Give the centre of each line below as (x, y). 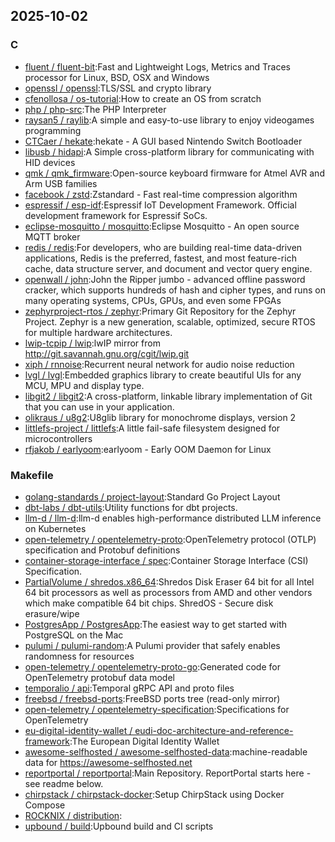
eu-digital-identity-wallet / (78, 730)
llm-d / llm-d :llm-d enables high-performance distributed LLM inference (173, 518)
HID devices (50, 162)
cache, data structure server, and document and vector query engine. (168, 268)
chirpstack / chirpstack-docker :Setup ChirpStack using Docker (154, 794)
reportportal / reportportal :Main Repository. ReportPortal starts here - (168, 773)
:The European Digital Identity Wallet (144, 741)
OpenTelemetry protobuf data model (99, 677)
